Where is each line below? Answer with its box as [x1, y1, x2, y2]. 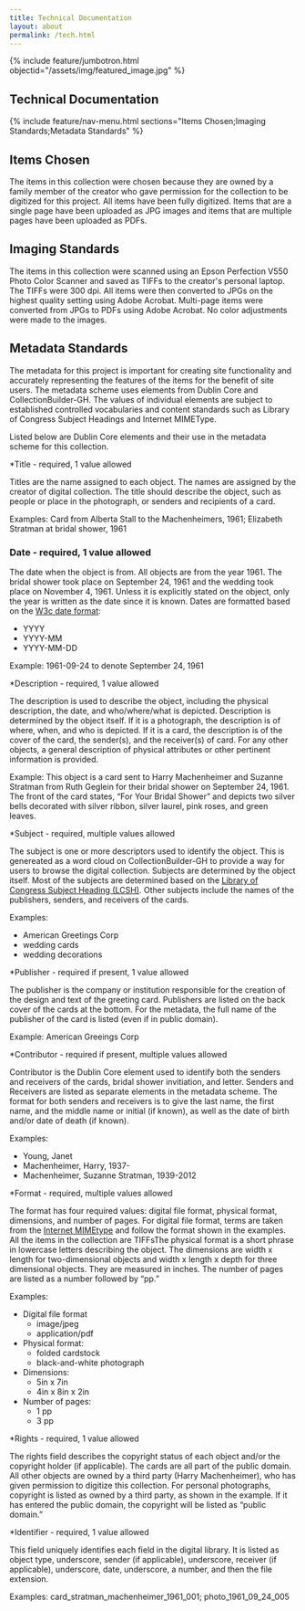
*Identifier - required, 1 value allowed [9, 1526, 150, 1537]
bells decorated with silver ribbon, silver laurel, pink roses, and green [9, 800, 269, 811]
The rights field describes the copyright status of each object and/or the [9, 1450, 280, 1461]
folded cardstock [36, 1347, 100, 1358]
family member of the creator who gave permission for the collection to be [9, 186, 289, 196]
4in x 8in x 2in [36, 1385, 89, 1397]
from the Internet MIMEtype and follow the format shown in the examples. [9, 1225, 287, 1236]
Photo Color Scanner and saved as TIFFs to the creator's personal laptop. [9, 275, 285, 286]
